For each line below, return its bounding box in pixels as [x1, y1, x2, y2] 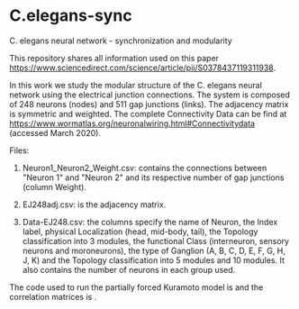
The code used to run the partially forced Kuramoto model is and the [9, 281, 264, 293]
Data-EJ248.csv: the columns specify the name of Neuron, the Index [22, 216, 278, 227]
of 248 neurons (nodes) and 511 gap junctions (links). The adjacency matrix [9, 98, 289, 109]
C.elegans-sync [9, 5, 132, 26]
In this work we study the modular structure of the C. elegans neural [9, 79, 263, 90]
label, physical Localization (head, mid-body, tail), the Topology [22, 226, 258, 237]
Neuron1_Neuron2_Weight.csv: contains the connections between [22, 162, 267, 173]
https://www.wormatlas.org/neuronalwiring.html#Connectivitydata [9, 118, 255, 129]
